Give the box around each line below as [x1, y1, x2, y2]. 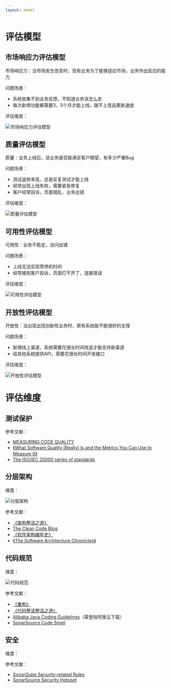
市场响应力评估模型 [5, 53, 66, 62]
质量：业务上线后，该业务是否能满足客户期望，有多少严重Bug [5, 154, 134, 161]
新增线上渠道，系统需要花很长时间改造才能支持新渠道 [12, 345, 125, 351]
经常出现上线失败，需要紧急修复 [12, 182, 80, 189]
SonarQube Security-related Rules [12, 671, 85, 677]
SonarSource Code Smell [12, 620, 66, 626]
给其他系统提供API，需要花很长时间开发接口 [12, 351, 105, 357]
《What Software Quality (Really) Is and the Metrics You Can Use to [12, 445, 152, 451]
